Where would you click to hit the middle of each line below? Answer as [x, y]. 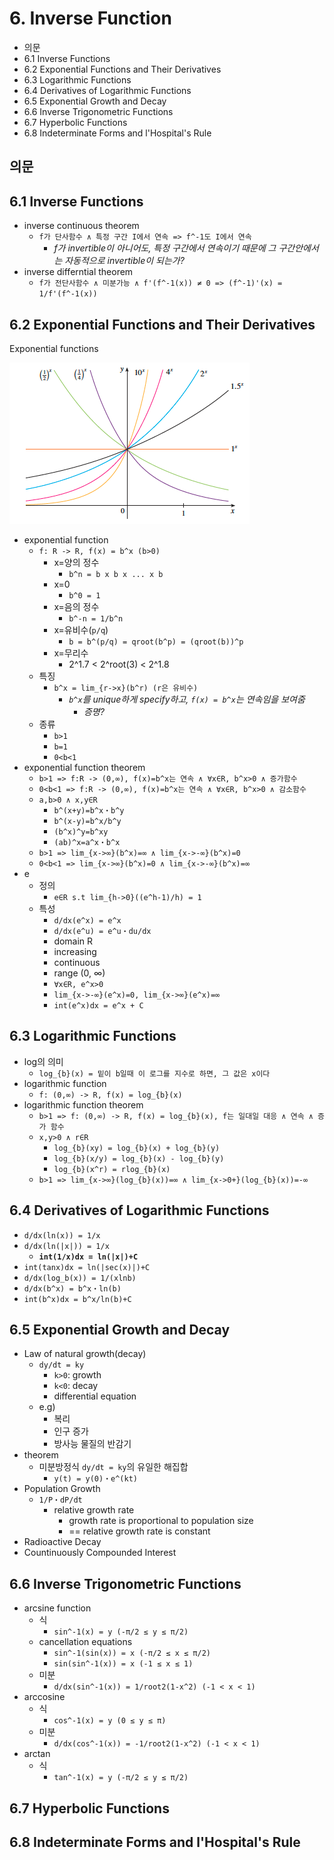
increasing [75, 951]
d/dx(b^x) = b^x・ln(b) [72, 1288]
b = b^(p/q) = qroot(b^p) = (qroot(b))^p [156, 642]
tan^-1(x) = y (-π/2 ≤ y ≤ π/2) [121, 1778]
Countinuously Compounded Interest [100, 1553]
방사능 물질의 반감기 [92, 1444]
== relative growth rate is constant [139, 1531]
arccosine [44, 1697]
